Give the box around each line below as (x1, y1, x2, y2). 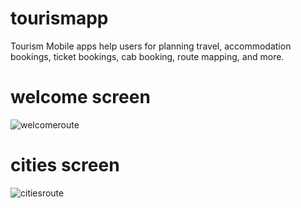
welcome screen (10, 86, 151, 109)
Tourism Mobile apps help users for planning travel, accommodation (10, 40, 292, 52)
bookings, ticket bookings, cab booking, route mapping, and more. (10, 50, 285, 62)
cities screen (10, 154, 120, 177)
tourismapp (10, 7, 109, 30)
